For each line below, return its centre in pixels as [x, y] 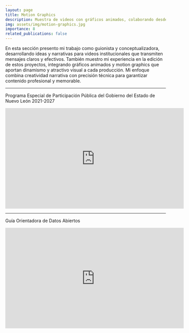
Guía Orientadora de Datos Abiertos [43, 221]
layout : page [19, 10]
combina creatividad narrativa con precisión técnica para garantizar [76, 75]
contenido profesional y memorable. [43, 81]
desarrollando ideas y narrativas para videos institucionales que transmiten [84, 54]
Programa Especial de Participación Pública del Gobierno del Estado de [80, 96]
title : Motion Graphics [31, 15]
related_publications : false [36, 34]
